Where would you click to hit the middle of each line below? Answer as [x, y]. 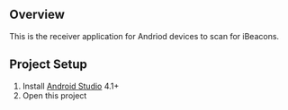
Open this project [54, 95]
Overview [37, 15]
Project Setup [49, 65]
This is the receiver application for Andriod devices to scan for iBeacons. [144, 36]
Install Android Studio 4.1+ [71, 86]
